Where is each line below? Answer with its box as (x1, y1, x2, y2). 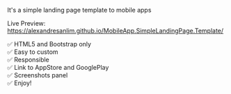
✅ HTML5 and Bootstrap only (7, 40, 92, 48)
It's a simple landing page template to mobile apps (7, 6, 152, 14)
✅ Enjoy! (7, 79, 32, 87)
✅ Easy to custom (7, 48, 58, 56)
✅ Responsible (7, 55, 50, 64)
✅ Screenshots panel (7, 71, 68, 79)
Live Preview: (7, 19, 46, 27)
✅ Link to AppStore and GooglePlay (7, 64, 109, 71)
